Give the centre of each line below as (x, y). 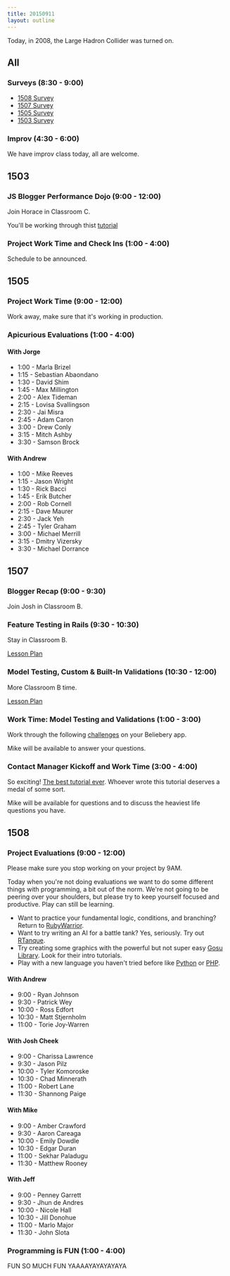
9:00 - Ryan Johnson (48, 995)
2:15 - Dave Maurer (45, 511)
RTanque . (31, 940)
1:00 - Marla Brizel (44, 367)
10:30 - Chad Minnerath (52, 1079)
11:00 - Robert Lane (46, 1086)
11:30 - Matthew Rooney (52, 1163)
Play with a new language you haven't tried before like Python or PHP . (119, 963)
